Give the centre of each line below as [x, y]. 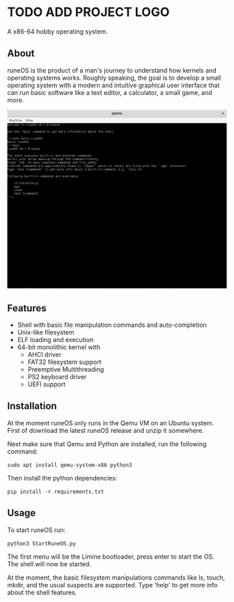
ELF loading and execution [55, 340]
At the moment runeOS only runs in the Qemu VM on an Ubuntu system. [111, 423]
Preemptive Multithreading [66, 369]
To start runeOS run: [37, 530]
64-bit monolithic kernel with [59, 347]
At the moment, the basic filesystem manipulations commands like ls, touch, [116, 578]
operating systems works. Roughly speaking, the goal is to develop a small [114, 78]
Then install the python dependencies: [62, 478]
